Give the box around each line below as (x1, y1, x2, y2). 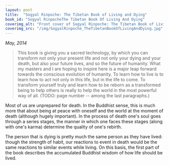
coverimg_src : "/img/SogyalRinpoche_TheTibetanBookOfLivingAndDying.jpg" (5, 26, 163, 31)
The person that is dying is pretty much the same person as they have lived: (5, 134, 162, 140)
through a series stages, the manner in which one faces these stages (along (5, 119, 163, 125)
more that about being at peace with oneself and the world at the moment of (5, 108, 163, 114)
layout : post (5, 7, 33, 13)
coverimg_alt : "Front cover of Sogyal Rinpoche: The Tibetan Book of (5, 21, 154, 27)
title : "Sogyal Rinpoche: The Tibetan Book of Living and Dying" (5, 12, 147, 17)
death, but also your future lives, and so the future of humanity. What (17, 61, 161, 67)
